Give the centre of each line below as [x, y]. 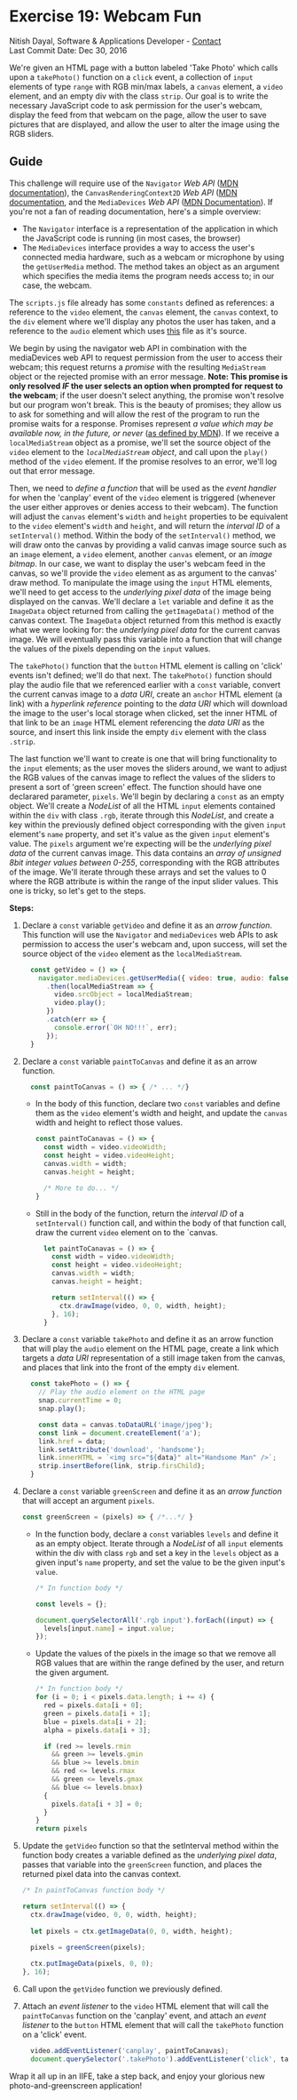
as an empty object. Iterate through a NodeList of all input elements [159, 1543]
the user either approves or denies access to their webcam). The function [144, 507]
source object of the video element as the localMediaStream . [132, 954]
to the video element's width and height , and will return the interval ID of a [145, 525]
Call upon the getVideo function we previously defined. [122, 1989]
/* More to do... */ [81, 1188]
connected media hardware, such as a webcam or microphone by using [153, 257]
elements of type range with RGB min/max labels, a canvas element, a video [146, 86]
